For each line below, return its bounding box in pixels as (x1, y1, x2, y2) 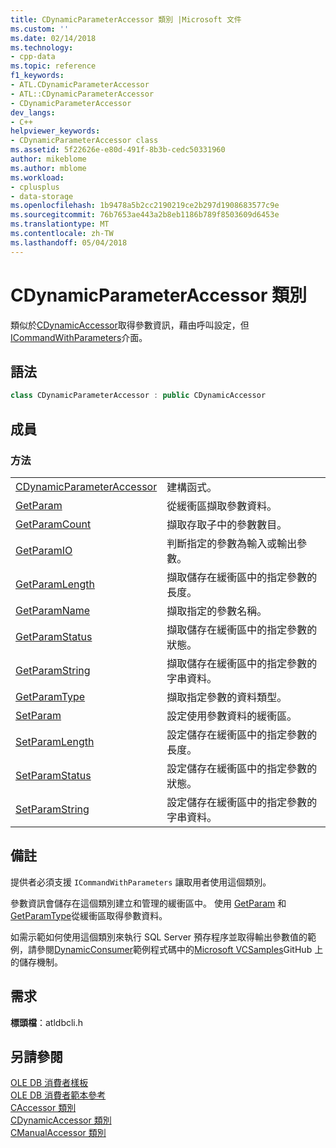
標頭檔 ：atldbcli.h (10, 1016, 84, 1028)
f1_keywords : (10, 71, 65, 81)
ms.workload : (10, 172, 65, 183)
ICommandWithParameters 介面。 (10, 331, 148, 343)
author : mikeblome (10, 154, 87, 164)
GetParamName (15, 603, 91, 617)
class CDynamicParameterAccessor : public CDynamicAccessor (10, 391, 267, 401)
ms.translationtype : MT (10, 219, 110, 230)
